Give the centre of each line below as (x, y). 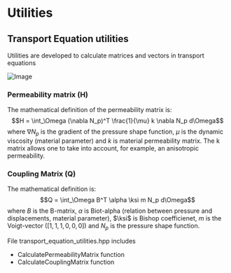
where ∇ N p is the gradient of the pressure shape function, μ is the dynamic (115, 133)
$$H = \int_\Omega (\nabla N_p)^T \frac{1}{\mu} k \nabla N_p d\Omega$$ (118, 121)
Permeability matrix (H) (48, 94)
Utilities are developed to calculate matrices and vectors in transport (106, 55)
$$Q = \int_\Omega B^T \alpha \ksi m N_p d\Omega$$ (118, 200)
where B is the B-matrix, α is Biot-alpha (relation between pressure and (110, 211)
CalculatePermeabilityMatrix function (71, 255)
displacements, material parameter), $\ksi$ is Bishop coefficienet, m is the (114, 218)
